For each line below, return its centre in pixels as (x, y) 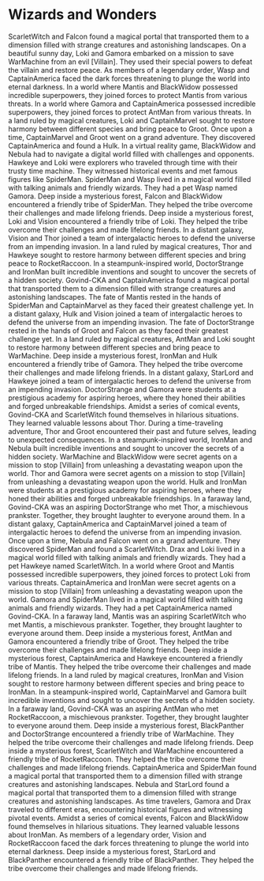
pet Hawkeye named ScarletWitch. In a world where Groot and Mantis (121, 565)
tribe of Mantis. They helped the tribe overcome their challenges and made (130, 667)
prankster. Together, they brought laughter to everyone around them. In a (127, 515)
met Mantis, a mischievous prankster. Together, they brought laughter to (125, 624)
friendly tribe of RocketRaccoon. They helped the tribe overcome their (122, 759)
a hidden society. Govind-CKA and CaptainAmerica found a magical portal (129, 280)
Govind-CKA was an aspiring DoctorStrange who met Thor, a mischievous (128, 507)
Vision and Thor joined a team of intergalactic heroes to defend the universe (132, 238)
